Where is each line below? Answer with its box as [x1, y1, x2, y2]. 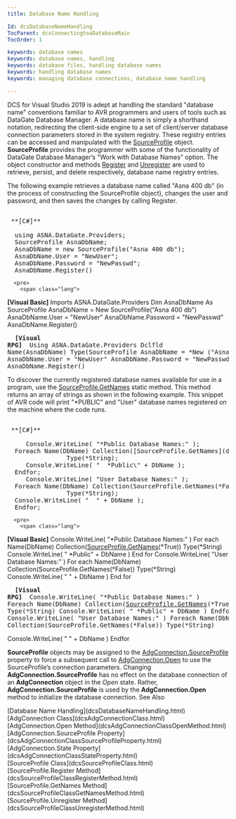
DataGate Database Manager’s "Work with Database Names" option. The [7, 153, 218, 161]
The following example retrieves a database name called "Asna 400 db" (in [7, 181, 224, 190]
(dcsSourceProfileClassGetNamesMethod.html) [7, 789, 145, 797]
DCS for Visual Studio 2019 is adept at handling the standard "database [7, 100, 214, 109]
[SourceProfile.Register [7, 766, 75, 775]
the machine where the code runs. [7, 405, 107, 414]
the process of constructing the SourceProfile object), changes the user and [7, 189, 228, 197]
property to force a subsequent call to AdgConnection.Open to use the [7, 655, 212, 664]
